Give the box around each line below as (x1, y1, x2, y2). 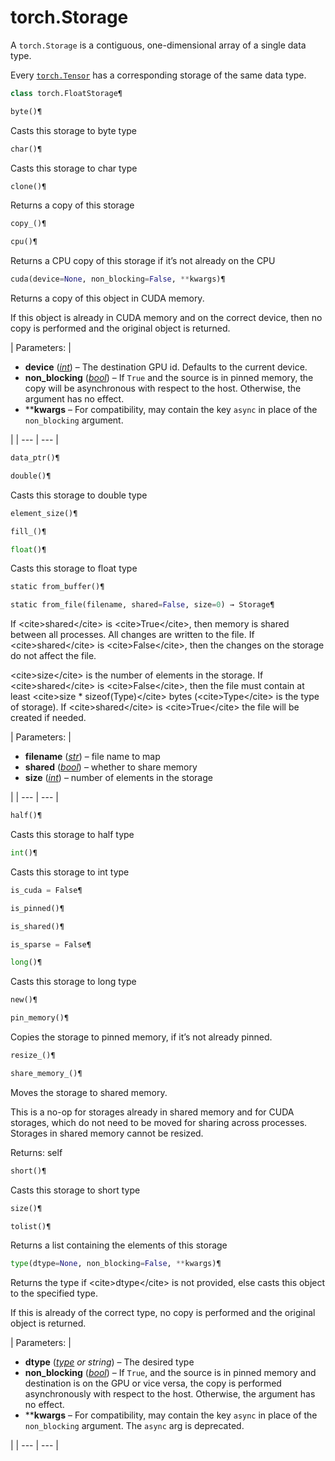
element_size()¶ (10, 508, 78, 518)
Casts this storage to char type (10, 162, 138, 174)
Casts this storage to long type (10, 976, 137, 988)
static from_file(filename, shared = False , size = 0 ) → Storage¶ (10, 600, 275, 610)
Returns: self (10, 1146, 63, 1158)
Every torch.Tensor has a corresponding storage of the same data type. (10, 69, 307, 81)
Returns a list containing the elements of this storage (10, 1239, 228, 1251)
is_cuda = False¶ (10, 885, 83, 895)
